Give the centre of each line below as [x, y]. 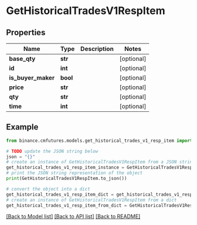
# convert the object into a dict [48, 189]
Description [97, 49]
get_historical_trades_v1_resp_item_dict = [60, 195]
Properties [26, 33]
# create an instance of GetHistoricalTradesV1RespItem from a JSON [91, 162]
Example [22, 127]
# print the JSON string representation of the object [74, 173]
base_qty [22, 59]
